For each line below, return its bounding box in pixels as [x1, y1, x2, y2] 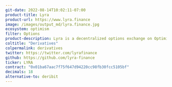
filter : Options [5, 31, 40, 36]
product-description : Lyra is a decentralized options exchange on [5, 36, 153, 41]
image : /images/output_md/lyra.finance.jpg [5, 21, 100, 27]
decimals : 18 [5, 70, 33, 75]
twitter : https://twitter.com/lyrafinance [5, 50, 97, 55]
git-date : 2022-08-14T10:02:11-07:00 [5, 7, 86, 13]
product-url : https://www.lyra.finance [5, 17, 91, 22]
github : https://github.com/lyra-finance [5, 55, 95, 60]
